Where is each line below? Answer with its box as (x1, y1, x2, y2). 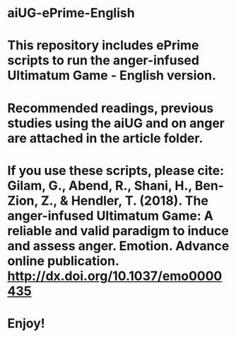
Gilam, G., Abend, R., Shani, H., (7, 177, 192, 193)
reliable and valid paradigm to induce (7, 222, 230, 239)
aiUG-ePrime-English (7, 5, 136, 21)
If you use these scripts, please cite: (7, 162, 225, 179)
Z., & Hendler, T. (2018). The (40, 193, 208, 208)
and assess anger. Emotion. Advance (7, 237, 230, 254)
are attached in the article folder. (7, 130, 203, 146)
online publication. (7, 253, 119, 269)
